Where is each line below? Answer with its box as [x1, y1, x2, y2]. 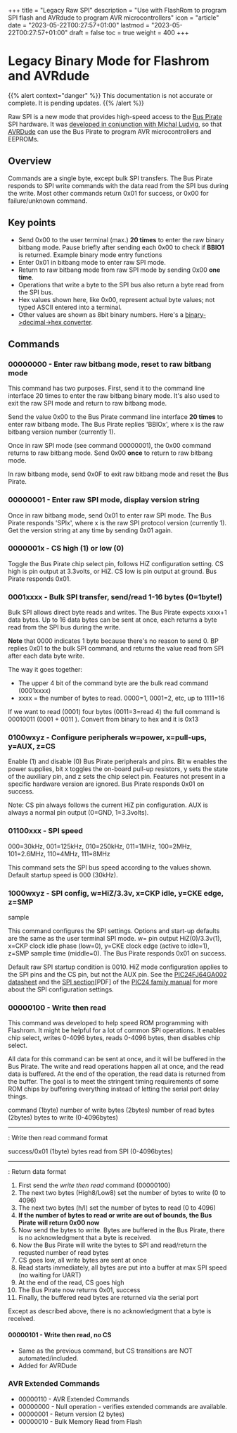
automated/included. [18, 1353, 79, 1362]
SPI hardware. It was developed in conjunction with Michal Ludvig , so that [8, 120, 222, 128]
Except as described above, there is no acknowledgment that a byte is [8, 1307, 212, 1315]
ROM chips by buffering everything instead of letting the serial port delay [8, 1084, 219, 1094]
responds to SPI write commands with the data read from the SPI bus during [8, 181, 229, 189]
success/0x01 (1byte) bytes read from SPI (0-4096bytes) [8, 1147, 173, 1156]
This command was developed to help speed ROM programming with [8, 1019, 209, 1027]
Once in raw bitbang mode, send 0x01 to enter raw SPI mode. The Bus [8, 511, 212, 520]
